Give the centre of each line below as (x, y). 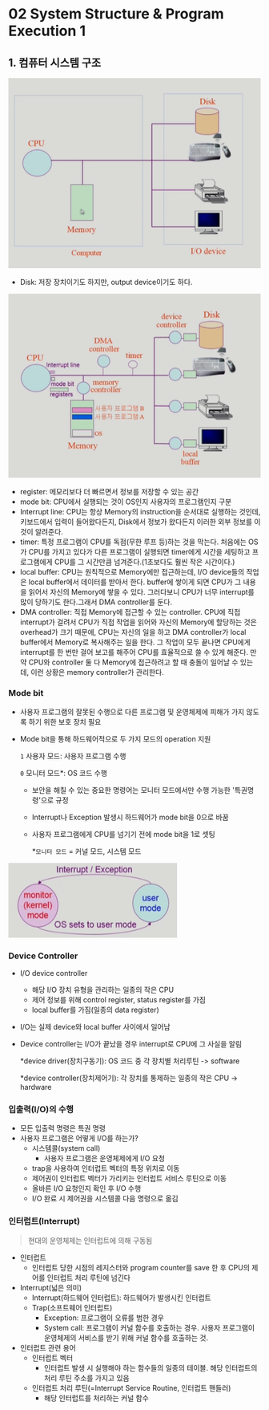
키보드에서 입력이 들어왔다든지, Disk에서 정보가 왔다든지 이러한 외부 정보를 (136, 522)
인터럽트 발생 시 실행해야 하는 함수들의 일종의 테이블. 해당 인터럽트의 (151, 1367)
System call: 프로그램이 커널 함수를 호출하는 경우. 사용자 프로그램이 (149, 1327)
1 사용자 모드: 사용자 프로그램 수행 (73, 756)
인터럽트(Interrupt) (44, 1221)
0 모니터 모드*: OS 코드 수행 (64, 773)
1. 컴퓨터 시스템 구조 (55, 62)
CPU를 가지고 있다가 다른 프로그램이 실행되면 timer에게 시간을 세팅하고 (139, 551)
